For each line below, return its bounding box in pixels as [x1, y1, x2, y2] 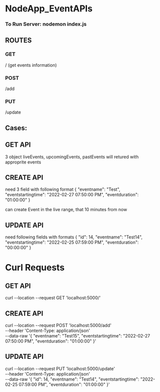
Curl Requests [5, 262, 65, 273]
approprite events [5, 159, 41, 165]
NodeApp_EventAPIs [5, 3, 93, 14]
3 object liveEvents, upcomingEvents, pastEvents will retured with [5, 154, 139, 160]
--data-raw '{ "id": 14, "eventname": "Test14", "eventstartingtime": [5, 376, 140, 382]
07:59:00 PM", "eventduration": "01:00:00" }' [19, 381, 110, 387]
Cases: [5, 123, 27, 132]
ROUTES [5, 36, 32, 45]
